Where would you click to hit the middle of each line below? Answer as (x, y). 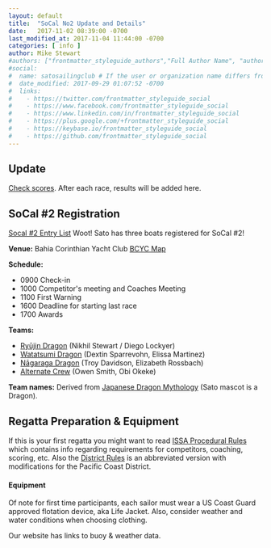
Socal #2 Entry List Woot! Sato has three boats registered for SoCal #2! (126, 233)
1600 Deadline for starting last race (78, 306)
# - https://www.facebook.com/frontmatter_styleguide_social (119, 106)
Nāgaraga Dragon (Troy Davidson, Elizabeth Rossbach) (112, 363)
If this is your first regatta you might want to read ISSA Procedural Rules (128, 441)
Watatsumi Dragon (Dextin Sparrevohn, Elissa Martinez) (113, 354)
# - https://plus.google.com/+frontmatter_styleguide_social (119, 121)
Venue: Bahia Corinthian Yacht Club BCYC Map (88, 249)
